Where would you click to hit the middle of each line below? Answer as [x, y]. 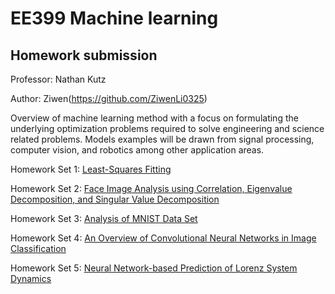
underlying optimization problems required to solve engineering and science [167, 128]
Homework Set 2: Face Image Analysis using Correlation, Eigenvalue [151, 188]
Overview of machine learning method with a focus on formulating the [154, 118]
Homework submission [84, 55]
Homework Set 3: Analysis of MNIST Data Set [104, 218]
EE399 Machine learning [114, 18]
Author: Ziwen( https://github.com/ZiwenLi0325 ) [109, 98]
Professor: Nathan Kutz [58, 79]
